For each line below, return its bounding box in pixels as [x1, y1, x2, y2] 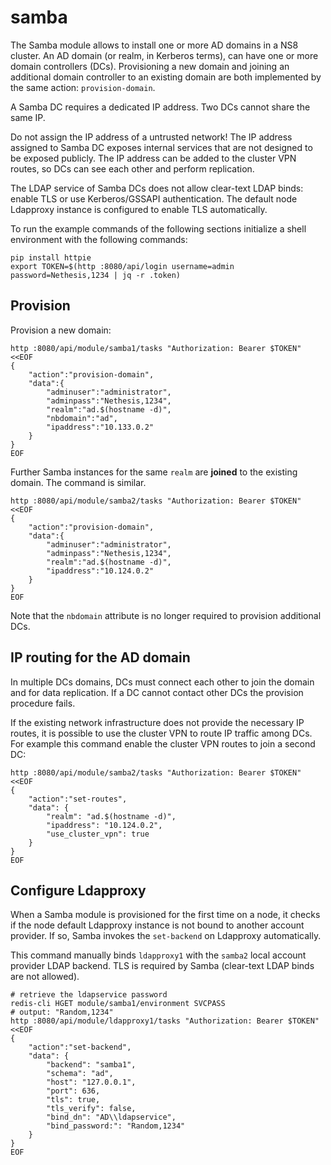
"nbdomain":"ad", [46, 413, 118, 423]
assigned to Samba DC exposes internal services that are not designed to [10, 141, 313, 153]
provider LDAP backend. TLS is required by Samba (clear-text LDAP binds [10, 960, 315, 972]
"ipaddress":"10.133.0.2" [46, 422, 155, 432]
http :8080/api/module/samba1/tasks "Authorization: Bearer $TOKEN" [10, 343, 302, 353]
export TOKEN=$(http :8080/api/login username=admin [10, 261, 235, 271]
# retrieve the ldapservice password [10, 990, 168, 1000]
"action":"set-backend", [28, 1042, 132, 1053]
